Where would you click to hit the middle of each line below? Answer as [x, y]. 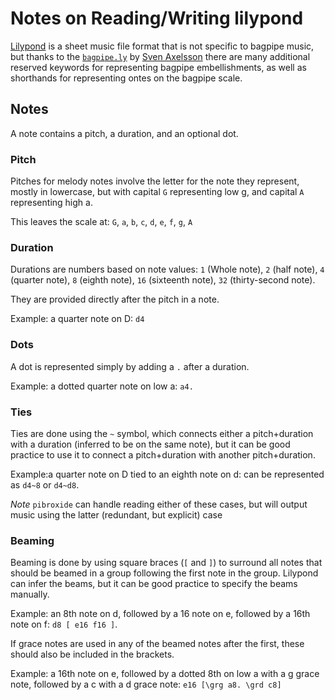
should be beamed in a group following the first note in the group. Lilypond [164, 573]
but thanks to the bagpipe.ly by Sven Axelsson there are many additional [160, 56]
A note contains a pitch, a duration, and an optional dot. [124, 133]
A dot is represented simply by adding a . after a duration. [130, 366]
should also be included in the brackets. [92, 654]
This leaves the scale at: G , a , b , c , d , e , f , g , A [101, 222]
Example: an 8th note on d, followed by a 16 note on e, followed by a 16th [160, 614]
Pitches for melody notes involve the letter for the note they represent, [155, 181]
